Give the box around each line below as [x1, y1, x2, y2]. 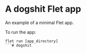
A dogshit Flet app [5, 3, 81, 15]
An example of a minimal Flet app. [5, 20, 74, 26]
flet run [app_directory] [5, 38, 58, 44]
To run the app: [5, 29, 36, 35]
